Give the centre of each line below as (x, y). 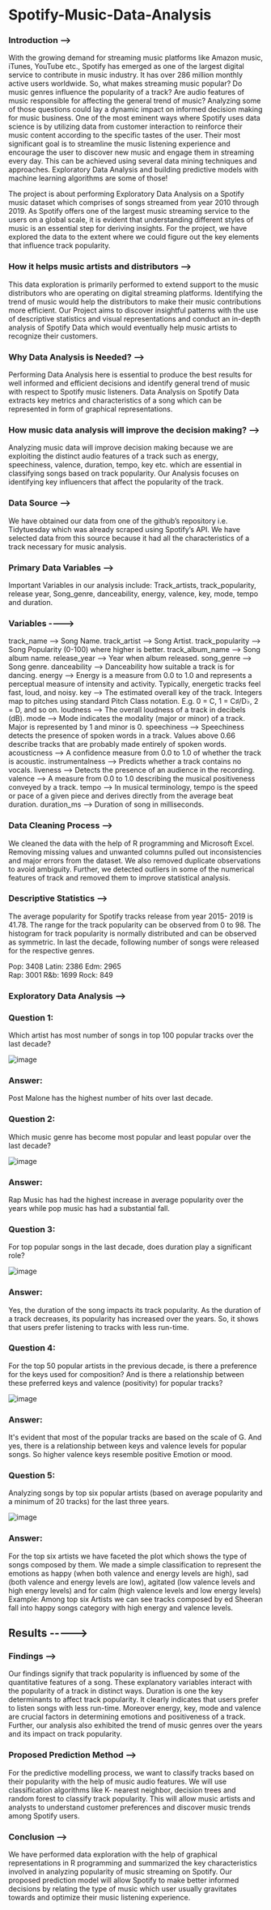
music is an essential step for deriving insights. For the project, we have (128, 228)
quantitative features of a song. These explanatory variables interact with (130, 1682)
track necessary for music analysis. (68, 546)
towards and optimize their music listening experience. (100, 1898)
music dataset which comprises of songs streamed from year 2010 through (134, 203)
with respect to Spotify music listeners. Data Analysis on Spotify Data (124, 392)
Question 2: (32, 1119)
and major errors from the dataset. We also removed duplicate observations (135, 860)
